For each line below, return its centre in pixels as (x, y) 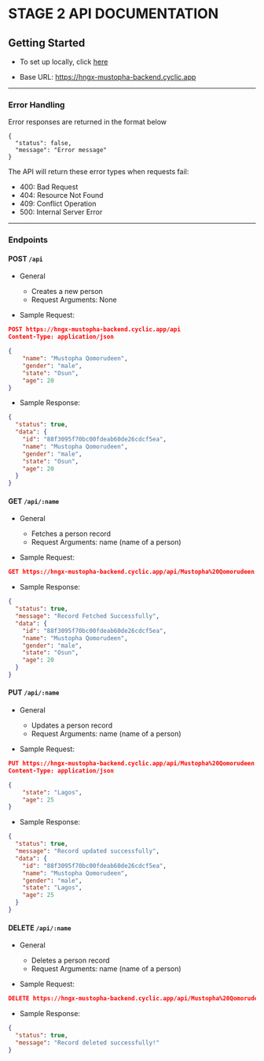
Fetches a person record (71, 534)
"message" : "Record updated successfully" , (87, 851)
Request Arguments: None (74, 300)
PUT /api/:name (34, 692)
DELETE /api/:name (40, 928)
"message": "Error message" (61, 151)
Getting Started (47, 43)
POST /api (26, 259)
